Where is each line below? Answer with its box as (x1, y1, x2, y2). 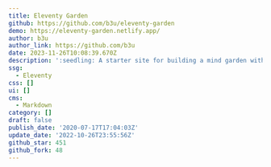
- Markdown (15, 101, 52, 109)
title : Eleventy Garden (8, 11, 89, 20)
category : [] (8, 109, 52, 117)
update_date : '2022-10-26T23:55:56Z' (8, 131, 135, 139)
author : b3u (8, 34, 48, 43)
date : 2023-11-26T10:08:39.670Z (8, 49, 117, 57)
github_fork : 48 (8, 146, 63, 154)
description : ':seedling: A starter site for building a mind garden (8, 57, 248, 65)
